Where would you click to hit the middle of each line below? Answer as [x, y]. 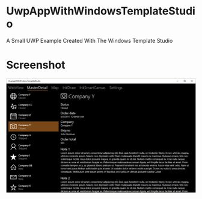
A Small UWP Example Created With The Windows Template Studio [90, 40]
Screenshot [36, 65]
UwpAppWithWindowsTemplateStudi [101, 11]
